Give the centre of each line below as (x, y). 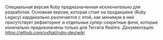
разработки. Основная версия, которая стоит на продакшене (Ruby (75, 12)
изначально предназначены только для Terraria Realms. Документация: (80, 27)
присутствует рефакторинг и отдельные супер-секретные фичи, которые (81, 22)
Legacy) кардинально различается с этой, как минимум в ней (70, 17)
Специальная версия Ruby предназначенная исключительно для (73, 7)
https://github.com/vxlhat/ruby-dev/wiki (45, 33)
